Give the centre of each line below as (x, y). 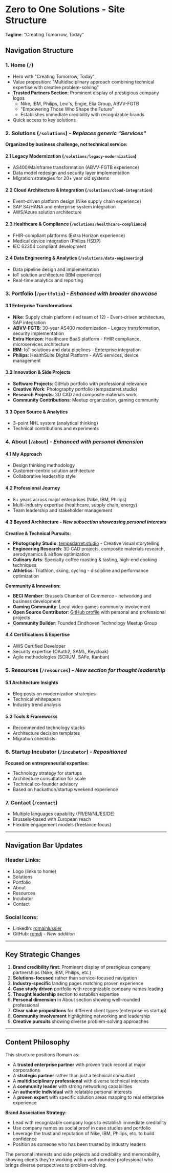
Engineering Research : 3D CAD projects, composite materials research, (89, 548)
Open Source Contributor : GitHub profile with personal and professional (89, 612)
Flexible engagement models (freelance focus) (62, 824)
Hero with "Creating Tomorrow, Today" (54, 76)
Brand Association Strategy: (36, 1113)
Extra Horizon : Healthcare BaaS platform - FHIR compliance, (77, 338)
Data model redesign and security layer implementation (71, 173)
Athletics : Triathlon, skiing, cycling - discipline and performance (81, 570)
